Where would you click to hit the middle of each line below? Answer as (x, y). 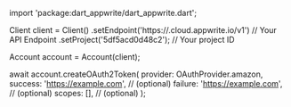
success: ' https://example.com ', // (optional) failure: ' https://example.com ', (146, 83)
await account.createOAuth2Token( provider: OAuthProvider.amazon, (136, 74)
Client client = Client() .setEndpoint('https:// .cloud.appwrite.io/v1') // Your (143, 30)
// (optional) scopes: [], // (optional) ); (78, 93)
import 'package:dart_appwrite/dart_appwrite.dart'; (103, 13)
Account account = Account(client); (75, 57)
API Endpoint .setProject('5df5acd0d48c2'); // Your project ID (122, 40)
